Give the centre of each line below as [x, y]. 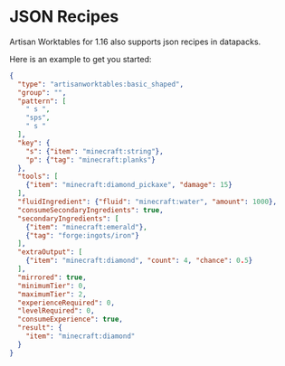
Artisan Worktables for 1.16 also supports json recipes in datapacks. [135, 42]
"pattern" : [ [42, 101]
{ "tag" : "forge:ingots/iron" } [83, 235]
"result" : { [40, 328]
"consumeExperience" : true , [71, 319]
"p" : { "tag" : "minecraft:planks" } [90, 160]
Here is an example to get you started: [81, 59]
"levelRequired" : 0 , [56, 311]
